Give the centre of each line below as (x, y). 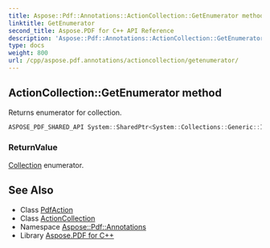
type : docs (27, 46)
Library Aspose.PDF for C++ (67, 235)
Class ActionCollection (57, 218)
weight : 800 (28, 53)
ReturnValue (33, 148)
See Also (31, 191)
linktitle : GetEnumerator (51, 23)
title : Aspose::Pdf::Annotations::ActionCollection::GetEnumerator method (136, 16)
